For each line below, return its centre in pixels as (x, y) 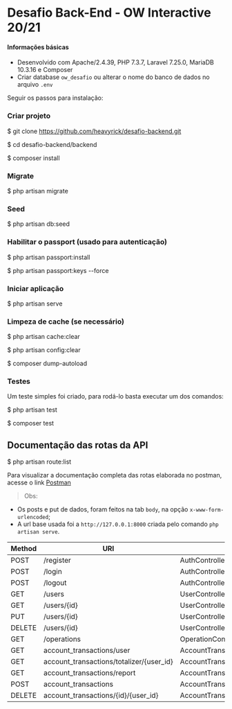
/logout (55, 583)
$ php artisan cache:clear (44, 337)
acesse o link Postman (39, 482)
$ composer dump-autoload (47, 364)
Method (24, 549)
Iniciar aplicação (36, 288)
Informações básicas (38, 47)
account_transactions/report (90, 673)
